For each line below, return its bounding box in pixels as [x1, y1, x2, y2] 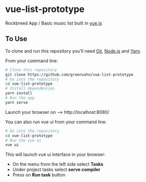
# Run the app [5, 95, 35, 100]
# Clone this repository [5, 67, 57, 72]
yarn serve [5, 100, 28, 105]
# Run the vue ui [5, 138, 42, 143]
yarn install [5, 91, 33, 96]
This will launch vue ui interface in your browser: [5, 151, 106, 157]
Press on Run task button [12, 172, 65, 178]
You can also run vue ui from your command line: [5, 119, 107, 125]
